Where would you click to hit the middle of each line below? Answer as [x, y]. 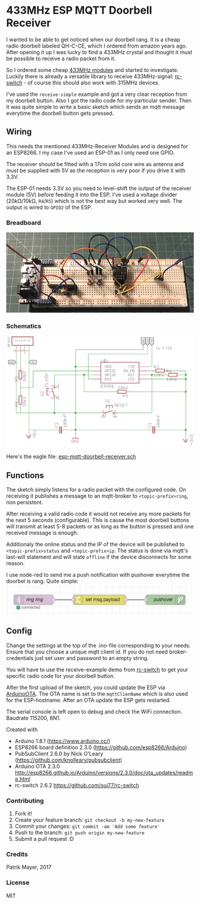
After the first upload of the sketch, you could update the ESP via [86, 687]
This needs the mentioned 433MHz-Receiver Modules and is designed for [97, 146]
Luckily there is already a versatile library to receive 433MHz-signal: [90, 76]
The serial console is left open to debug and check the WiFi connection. [94, 711]
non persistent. [25, 502]
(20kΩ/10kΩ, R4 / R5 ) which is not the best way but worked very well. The [94, 201]
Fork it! [24, 814]
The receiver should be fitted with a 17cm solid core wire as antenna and [95, 164]
